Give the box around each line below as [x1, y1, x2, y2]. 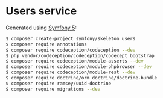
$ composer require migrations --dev [5, 86, 101, 92]
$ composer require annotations [5, 41, 87, 47]
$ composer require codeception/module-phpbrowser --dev [5, 64, 152, 70]
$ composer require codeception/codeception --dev [5, 47, 136, 53]
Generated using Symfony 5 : [5, 24, 77, 31]
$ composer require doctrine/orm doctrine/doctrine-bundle [5, 75, 158, 81]
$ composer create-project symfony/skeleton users [5, 35, 136, 41]
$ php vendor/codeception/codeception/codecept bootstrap [5, 52, 155, 58]
